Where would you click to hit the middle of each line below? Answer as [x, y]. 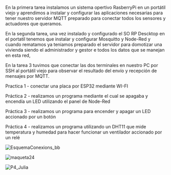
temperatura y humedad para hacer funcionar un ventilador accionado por [84, 132]
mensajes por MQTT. [27, 76]
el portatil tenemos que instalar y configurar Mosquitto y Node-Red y [78, 39]
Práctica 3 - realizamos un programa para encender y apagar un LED [78, 111]
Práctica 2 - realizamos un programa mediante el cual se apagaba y [77, 96]
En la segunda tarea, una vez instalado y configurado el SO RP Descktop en [85, 34]
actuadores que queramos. [34, 24]
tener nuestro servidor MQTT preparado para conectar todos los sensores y [85, 18]
